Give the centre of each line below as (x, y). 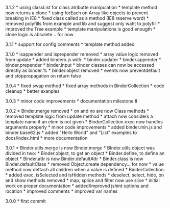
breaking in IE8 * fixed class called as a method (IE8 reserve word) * (77, 18)
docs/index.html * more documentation (46, 138)
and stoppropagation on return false (43, 76)
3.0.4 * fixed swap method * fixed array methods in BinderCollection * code (85, 86)
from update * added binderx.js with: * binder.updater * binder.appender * (83, 60)
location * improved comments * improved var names (62, 191)
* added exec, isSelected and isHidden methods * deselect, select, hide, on (85, 175)
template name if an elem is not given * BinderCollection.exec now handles (84, 122)
